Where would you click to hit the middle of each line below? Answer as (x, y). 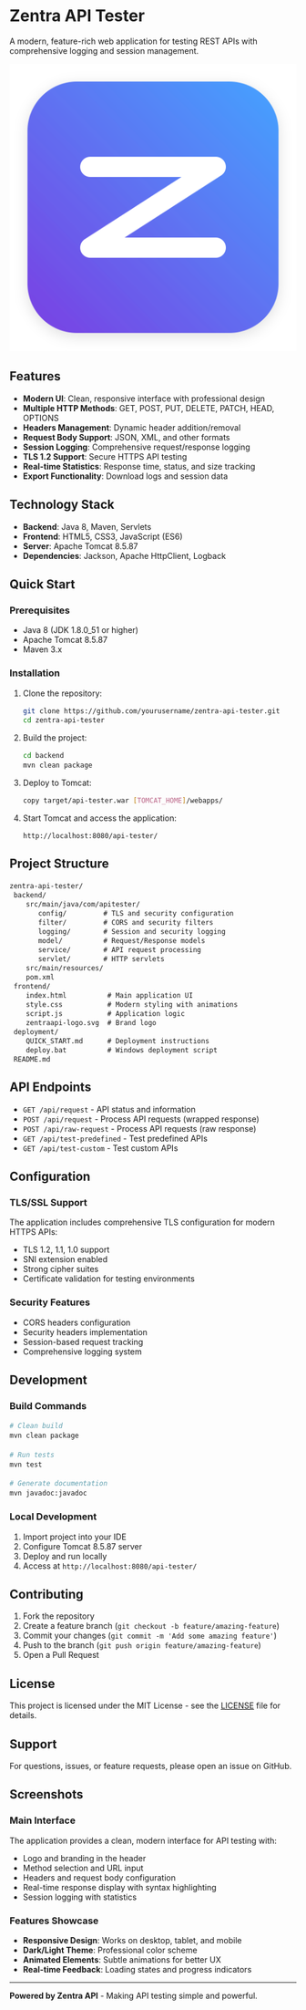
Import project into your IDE (75, 1537)
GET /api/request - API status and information (109, 1109)
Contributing (46, 1594)
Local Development (53, 1517)
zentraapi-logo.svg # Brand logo (91, 1022)
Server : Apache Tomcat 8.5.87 (80, 546)
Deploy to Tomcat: (57, 783)
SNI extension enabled (65, 1259)
